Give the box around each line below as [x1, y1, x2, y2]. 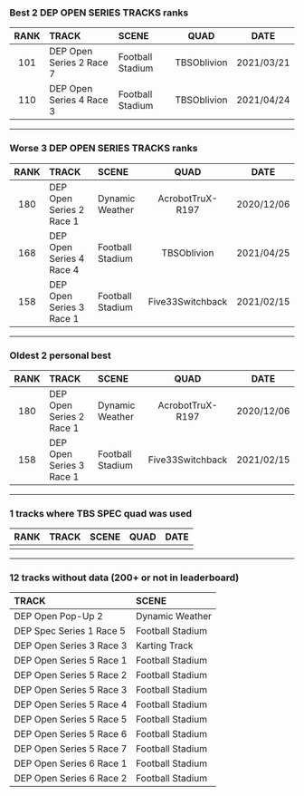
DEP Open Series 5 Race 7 [14, 743, 128, 755]
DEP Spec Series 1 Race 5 [14, 625, 127, 637]
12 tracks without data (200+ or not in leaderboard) [9, 571, 240, 584]
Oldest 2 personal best [9, 349, 111, 362]
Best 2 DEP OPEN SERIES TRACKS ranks [9, 6, 189, 19]
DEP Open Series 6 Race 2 [14, 772, 128, 785]
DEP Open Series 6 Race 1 [14, 757, 128, 770]
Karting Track [135, 639, 194, 652]
